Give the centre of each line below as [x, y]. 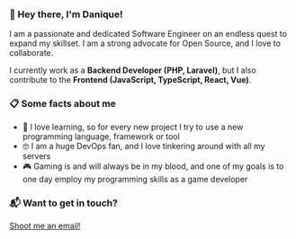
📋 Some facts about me [63, 104]
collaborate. [31, 53]
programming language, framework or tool [101, 136]
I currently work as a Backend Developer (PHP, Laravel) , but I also [133, 70]
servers [36, 155]
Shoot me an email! [45, 226]
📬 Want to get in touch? [64, 203]
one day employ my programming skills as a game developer [135, 179]
